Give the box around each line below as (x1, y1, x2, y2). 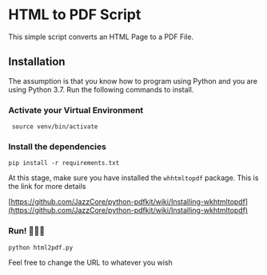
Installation (8, 55, 66, 69)
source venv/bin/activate (11, 123, 98, 131)
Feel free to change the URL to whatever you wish (8, 257, 173, 267)
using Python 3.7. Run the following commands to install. (8, 84, 194, 94)
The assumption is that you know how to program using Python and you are (8, 76, 258, 85)
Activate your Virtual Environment (8, 104, 144, 116)
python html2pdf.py (8, 243, 74, 252)
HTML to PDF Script (8, 6, 141, 24)
